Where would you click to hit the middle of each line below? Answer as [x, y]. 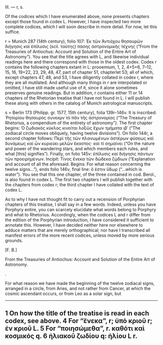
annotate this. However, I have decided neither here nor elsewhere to [74, 225]
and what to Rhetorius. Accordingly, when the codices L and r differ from [78, 215]
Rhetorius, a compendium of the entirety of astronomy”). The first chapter [79, 123]
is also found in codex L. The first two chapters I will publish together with [79, 180]
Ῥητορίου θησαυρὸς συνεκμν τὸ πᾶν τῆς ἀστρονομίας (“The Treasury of [78, 118]
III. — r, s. [14, 7]
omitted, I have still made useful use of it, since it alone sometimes [71, 88]
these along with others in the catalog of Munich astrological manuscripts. [79, 103]
